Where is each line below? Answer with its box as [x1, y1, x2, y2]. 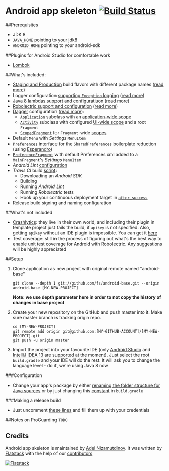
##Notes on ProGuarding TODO [5, 417, 68, 423]
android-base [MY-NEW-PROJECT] [12, 285, 79, 290]
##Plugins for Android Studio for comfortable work [5, 52, 111, 58]
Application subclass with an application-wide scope [20, 114, 132, 120]
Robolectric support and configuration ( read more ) [12, 103, 118, 109]
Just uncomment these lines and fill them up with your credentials [12, 407, 150, 413]
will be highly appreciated [12, 246, 67, 252]
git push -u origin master [12, 338, 70, 343]
